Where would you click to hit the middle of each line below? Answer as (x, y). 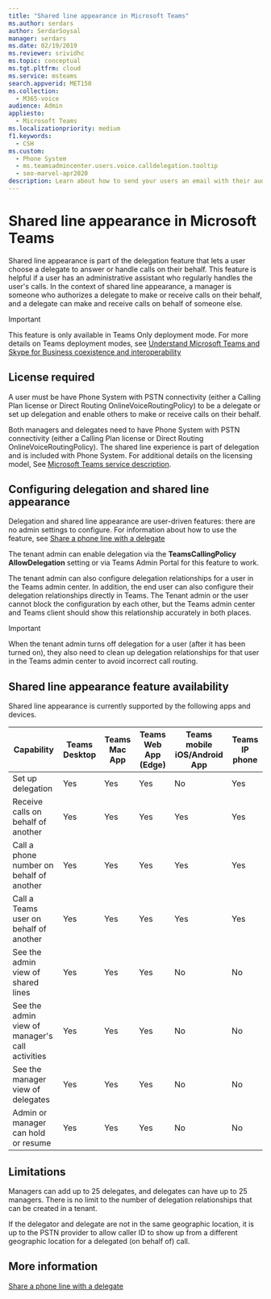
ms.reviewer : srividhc (46, 53)
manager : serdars (38, 38)
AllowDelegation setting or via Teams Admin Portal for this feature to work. (134, 563)
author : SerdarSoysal (45, 31)
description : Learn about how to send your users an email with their (129, 181)
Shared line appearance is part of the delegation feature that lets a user (127, 260)
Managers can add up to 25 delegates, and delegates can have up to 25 (128, 1192)
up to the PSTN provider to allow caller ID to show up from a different (123, 1233)
